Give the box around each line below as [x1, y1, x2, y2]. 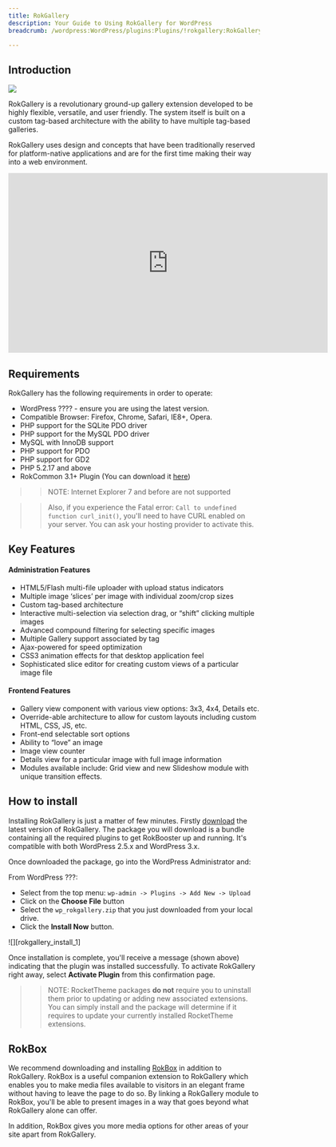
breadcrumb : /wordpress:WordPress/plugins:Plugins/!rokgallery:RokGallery [8, 26, 263, 34]
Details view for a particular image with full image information [19, 754, 222, 764]
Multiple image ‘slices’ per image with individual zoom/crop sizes [19, 591, 234, 601]
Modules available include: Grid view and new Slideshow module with [19, 763, 249, 772]
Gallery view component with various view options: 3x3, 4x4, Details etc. [19, 704, 259, 713]
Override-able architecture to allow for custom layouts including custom [19, 712, 257, 721]
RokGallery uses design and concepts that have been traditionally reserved [8, 141, 255, 150]
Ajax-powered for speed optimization [19, 642, 143, 652]
